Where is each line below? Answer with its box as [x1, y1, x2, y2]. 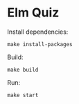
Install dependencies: [7, 28, 69, 36]
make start [7, 92, 39, 98]
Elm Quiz [7, 5, 60, 21]
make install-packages [7, 41, 73, 48]
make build [7, 66, 39, 73]
